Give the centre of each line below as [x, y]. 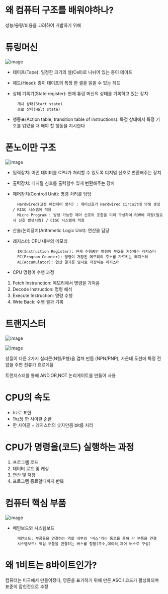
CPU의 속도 [28, 397]
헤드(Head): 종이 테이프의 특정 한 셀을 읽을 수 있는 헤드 [66, 83]
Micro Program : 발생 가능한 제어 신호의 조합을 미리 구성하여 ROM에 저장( [87, 215]
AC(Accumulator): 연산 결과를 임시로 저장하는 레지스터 [68, 262]
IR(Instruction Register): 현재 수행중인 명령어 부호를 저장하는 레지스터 [87, 251]
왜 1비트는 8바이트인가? [51, 565]
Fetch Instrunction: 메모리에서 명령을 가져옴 [56, 283]
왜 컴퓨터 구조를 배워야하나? [60, 10]
